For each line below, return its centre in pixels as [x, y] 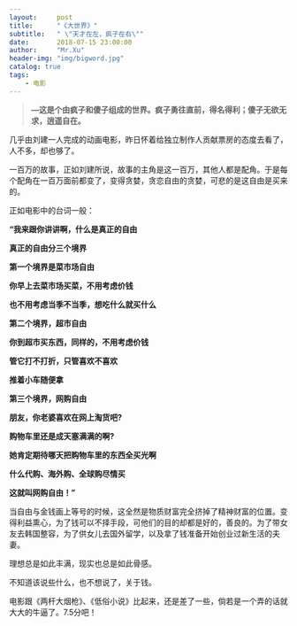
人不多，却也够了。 [44, 151]
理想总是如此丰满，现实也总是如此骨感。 [83, 563]
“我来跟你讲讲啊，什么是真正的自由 [73, 229]
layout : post [41, 17]
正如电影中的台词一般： [52, 210]
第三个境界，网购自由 [48, 398]
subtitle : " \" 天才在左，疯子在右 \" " [76, 34]
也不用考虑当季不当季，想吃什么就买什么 [83, 304]
